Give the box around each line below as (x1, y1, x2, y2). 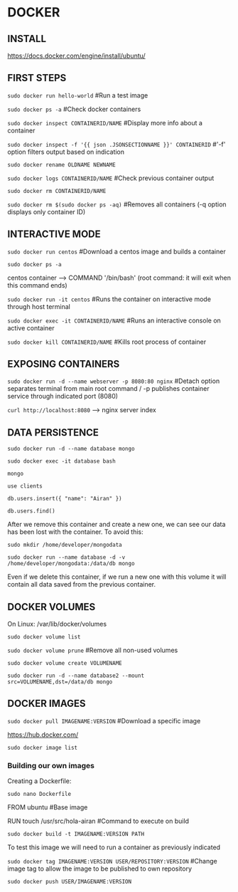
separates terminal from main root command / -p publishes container (7, 384, 210, 393)
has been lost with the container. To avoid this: (7, 528, 144, 536)
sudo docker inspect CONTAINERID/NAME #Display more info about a (7, 118, 202, 127)
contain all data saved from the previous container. (7, 580, 156, 589)
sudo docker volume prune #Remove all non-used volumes (7, 646, 178, 655)
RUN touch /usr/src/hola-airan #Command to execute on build (7, 817, 190, 826)
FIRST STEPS (7, 72, 67, 84)
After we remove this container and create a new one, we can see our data (7, 520, 226, 529)
